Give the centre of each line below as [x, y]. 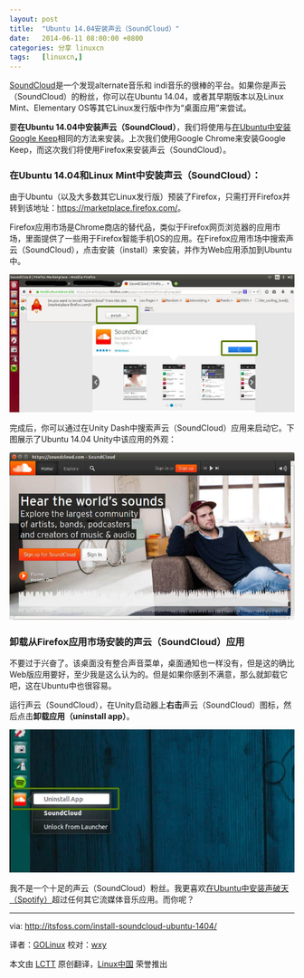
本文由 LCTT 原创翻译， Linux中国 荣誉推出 [89, 964]
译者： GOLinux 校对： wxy [58, 945]
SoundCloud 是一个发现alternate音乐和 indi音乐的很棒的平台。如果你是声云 [148, 85]
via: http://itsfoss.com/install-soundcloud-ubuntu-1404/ [113, 926]
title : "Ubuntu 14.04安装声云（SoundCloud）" [95, 28]
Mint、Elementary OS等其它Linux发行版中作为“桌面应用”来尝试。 [130, 108]
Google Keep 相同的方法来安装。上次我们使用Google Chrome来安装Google [148, 138]
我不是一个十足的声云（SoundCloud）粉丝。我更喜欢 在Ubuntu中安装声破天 [149, 888]
